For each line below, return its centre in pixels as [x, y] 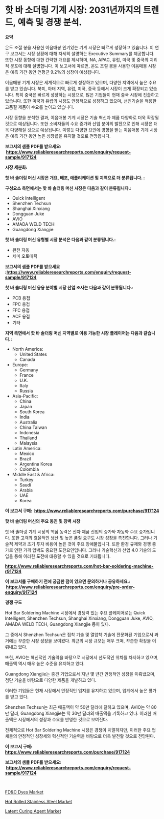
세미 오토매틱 [25, 256]
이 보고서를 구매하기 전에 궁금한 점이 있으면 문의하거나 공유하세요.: [68, 581]
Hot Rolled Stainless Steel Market [39, 801]
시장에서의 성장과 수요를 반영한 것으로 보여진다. [63, 719]
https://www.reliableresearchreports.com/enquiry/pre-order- [70, 587]
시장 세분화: [16, 167]
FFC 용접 [21, 310]
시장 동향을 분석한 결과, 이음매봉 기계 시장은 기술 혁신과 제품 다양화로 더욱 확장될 [82, 117]
